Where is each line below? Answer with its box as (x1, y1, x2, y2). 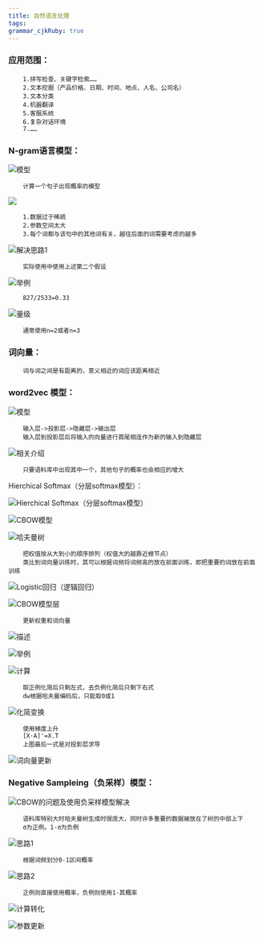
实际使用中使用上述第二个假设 (22, 262, 107, 270)
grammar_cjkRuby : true (8, 27, 84, 35)
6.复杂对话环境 (22, 117, 67, 125)
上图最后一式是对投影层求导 (22, 740, 101, 748)
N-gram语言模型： (8, 145, 81, 156)
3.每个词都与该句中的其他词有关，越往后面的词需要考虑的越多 (22, 230, 197, 238)
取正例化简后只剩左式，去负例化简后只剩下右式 (22, 683, 155, 692)
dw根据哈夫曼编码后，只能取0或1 (22, 692, 115, 700)
